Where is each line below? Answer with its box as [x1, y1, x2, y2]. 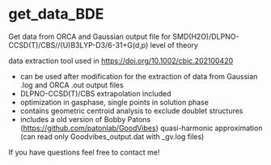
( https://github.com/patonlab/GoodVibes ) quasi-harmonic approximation [19, 123, 263, 133]
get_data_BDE [8, 5, 104, 23]
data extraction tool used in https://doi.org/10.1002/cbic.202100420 [8, 56, 234, 66]
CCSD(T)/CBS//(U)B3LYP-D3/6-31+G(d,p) [8, 40, 149, 49]
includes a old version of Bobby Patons [19, 114, 151, 124]
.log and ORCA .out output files [19, 80, 124, 90]
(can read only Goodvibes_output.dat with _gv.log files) [19, 131, 205, 142]
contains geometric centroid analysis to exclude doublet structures [19, 106, 243, 116]
